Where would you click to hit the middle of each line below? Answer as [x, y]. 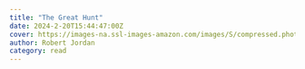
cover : [22, 34]
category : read [38, 51]
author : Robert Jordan [52, 43]
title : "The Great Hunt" [56, 17]
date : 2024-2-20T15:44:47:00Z [67, 26]
